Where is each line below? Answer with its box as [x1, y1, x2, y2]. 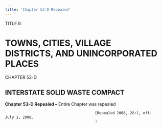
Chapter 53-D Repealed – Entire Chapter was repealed [5, 101, 116, 107]
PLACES [5, 58, 39, 69]
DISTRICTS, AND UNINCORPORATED [5, 48, 158, 59]
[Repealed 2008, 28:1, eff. [94, 110, 152, 116]
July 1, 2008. [5, 115, 34, 120]
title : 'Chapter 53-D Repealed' [5, 7, 71, 12]
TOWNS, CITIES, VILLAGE [5, 37, 112, 49]
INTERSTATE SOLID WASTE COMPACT [5, 88, 125, 96]
